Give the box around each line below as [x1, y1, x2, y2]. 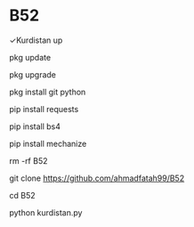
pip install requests [9, 103, 79, 114]
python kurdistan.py [9, 207, 83, 218]
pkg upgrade [9, 69, 56, 80]
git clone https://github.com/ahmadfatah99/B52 [9, 173, 185, 183]
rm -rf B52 [9, 155, 48, 166]
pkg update [9, 52, 52, 62]
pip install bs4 [9, 121, 61, 132]
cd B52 [9, 190, 36, 200]
